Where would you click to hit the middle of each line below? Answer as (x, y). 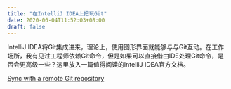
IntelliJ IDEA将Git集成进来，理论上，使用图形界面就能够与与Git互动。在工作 (116, 47)
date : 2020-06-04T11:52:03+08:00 (56, 20)
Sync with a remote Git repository (56, 79)
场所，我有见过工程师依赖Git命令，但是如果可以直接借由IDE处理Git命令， (113, 56)
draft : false (26, 26)
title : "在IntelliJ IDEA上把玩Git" (57, 14)
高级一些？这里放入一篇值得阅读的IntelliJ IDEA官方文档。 (107, 65)
